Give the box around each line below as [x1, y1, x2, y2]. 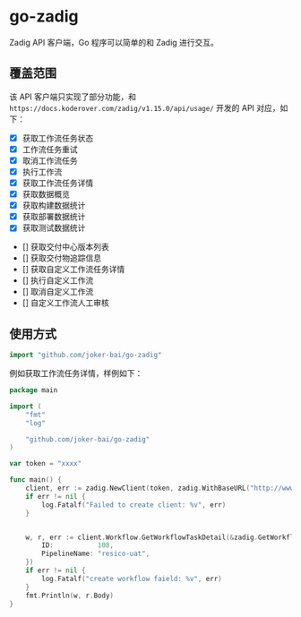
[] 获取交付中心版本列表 [21, 242, 109, 253]
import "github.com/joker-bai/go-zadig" [9, 351, 163, 360]
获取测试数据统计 [21, 222, 86, 234]
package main [9, 386, 58, 395]
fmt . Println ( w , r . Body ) [25, 591, 115, 600]
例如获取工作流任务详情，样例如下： [9, 368, 143, 378]
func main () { [9, 476, 63, 484]
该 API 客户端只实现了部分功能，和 [9, 91, 137, 102]
